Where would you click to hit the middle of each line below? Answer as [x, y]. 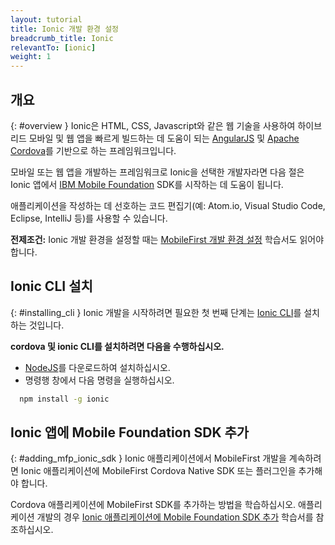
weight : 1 [31, 57]
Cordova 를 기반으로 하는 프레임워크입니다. [93, 150]
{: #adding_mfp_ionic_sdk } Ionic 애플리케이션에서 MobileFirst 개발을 [148, 458]
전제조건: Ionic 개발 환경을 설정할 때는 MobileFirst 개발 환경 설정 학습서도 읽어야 [167, 239]
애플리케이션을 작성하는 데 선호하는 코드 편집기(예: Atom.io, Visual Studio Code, [168, 205]
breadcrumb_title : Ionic [62, 38]
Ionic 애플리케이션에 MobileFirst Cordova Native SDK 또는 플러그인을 [158, 471]
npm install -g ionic [64, 399]
